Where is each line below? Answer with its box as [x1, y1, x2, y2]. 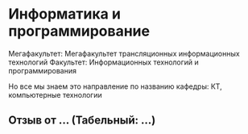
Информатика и [8, 5, 121, 23]
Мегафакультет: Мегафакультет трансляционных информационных [8, 48, 240, 58]
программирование [8, 22, 151, 40]
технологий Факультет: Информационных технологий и [8, 57, 199, 67]
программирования [8, 65, 76, 75]
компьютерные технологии [8, 90, 102, 99]
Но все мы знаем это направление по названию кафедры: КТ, [8, 82, 223, 91]
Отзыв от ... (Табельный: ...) [8, 114, 156, 128]
